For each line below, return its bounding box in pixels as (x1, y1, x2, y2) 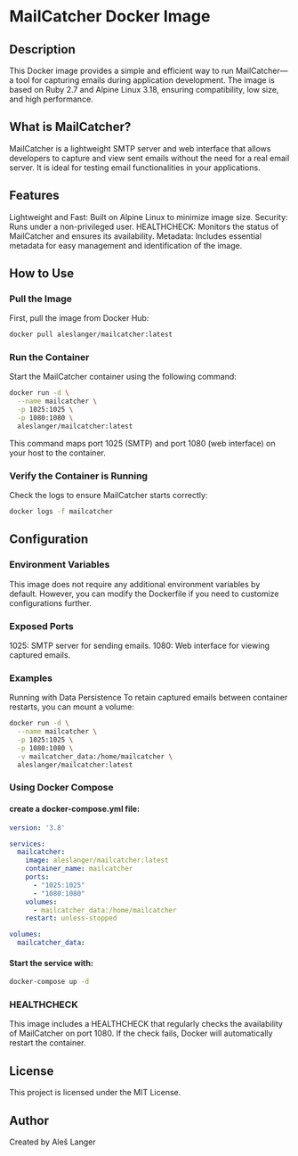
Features (9, 188, 60, 203)
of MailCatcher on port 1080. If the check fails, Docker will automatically (9, 1028, 273, 1039)
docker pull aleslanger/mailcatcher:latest (9, 330, 173, 340)
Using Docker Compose (9, 782, 114, 794)
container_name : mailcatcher (25, 865, 133, 873)
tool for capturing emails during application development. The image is (15, 75, 276, 86)
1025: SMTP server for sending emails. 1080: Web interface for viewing (9, 640, 270, 652)
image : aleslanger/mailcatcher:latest (25, 856, 169, 865)
